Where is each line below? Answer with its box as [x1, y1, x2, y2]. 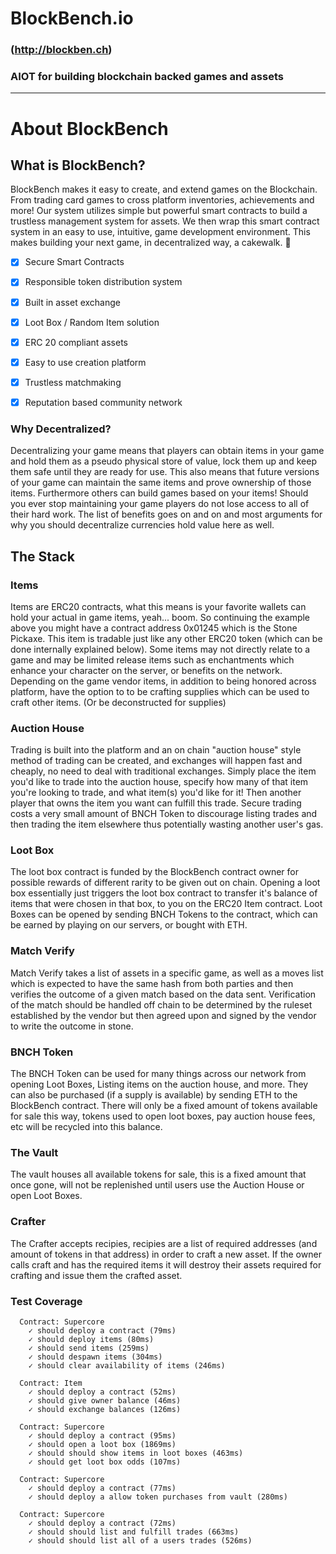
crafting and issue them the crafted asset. [10, 1269, 183, 1281]
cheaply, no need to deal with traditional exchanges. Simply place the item [10, 765, 317, 777]
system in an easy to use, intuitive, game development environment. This [10, 226, 311, 238]
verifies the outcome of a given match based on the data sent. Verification [10, 988, 317, 1000]
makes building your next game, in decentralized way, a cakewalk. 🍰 [10, 237, 292, 249]
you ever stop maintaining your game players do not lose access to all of [10, 498, 310, 510]
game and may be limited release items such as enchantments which [10, 653, 295, 666]
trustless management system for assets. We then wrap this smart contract [10, 215, 320, 227]
